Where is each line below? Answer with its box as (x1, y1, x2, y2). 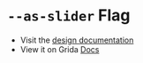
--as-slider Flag (7, 5, 131, 26)
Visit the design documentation (19, 35, 134, 45)
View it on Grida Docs (19, 43, 100, 54)
